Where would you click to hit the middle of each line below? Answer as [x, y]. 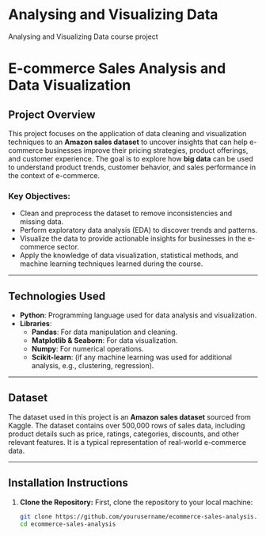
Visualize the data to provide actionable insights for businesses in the [133, 238]
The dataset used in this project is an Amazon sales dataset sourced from [129, 416]
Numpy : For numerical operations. [87, 349]
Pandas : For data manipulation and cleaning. [104, 332]
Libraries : [36, 324]
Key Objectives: [40, 196]
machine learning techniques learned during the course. [111, 264]
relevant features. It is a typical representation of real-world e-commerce [127, 442]
